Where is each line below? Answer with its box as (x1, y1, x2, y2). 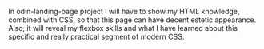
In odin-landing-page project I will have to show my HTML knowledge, (8, 7, 240, 16)
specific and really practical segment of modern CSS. (8, 32, 185, 41)
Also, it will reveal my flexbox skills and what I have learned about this (8, 24, 238, 32)
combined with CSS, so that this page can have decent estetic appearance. (8, 15, 257, 24)
